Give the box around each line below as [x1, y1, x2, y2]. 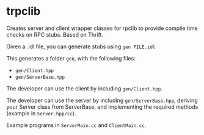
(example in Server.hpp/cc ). [6, 109, 76, 117]
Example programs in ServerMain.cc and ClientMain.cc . [6, 121, 147, 129]
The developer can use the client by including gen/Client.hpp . [6, 84, 163, 92]
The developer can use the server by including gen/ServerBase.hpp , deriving [6, 97, 198, 104]
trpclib [6, 4, 41, 18]
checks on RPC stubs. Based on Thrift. [6, 31, 104, 38]
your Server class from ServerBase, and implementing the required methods [6, 103, 199, 111]
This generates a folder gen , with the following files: [6, 54, 136, 62]
